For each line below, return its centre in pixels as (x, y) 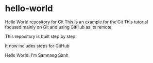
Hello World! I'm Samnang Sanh (37, 55)
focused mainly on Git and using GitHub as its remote (58, 27)
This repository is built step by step (40, 36)
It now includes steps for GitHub (37, 46)
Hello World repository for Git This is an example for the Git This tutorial (76, 22)
